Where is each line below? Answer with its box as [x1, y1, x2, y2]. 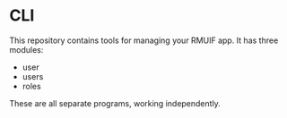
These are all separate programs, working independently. [9, 97, 222, 108]
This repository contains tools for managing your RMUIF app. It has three [9, 35, 279, 46]
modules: [9, 44, 44, 55]
